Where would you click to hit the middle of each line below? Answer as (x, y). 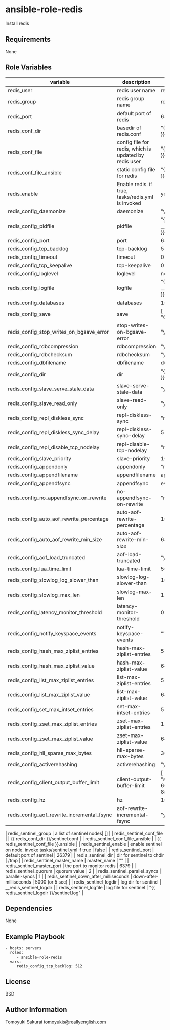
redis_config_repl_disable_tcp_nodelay (54, 447)
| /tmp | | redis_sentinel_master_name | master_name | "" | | (67, 860)
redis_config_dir (27, 374)
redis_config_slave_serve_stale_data (51, 389)
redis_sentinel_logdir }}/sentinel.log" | (45, 893)
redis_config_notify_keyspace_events (52, 633)
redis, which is (134, 149)
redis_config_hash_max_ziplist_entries (53, 651)
